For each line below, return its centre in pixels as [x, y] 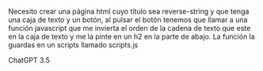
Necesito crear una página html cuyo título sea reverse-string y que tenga [129, 11]
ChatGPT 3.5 [29, 60]
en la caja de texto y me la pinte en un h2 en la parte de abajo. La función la [131, 36]
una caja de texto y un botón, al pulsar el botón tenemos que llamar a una [128, 20]
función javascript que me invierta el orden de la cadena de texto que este [130, 28]
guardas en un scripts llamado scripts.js [73, 45]
